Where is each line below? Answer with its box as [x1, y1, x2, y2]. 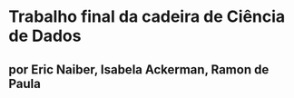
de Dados [8, 25, 82, 46]
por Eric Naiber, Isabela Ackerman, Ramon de [8, 62, 269, 77]
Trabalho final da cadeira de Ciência [8, 6, 286, 27]
